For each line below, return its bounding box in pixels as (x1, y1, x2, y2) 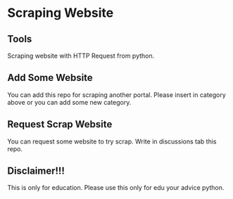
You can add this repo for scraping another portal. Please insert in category (7, 90, 227, 99)
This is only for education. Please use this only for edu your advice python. (7, 184, 225, 192)
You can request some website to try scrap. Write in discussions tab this (7, 137, 217, 146)
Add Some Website (7, 72, 93, 84)
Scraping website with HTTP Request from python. (7, 51, 155, 60)
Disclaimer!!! (7, 165, 65, 177)
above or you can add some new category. (7, 98, 132, 106)
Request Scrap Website (7, 118, 113, 131)
